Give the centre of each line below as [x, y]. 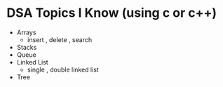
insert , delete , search [60, 39]
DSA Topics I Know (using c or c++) [112, 13]
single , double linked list [63, 69]
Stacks [27, 47]
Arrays [26, 32]
